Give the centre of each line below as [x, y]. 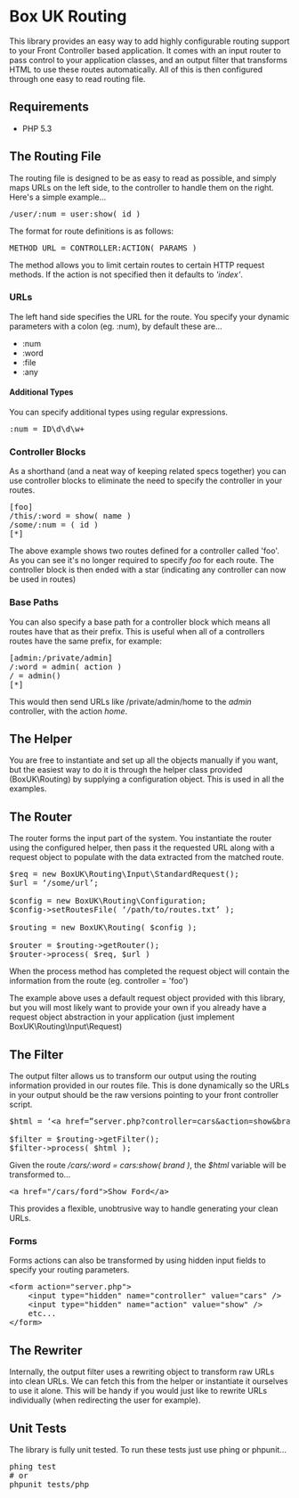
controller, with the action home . [69, 711]
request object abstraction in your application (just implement [122, 1017]
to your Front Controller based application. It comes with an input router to [145, 50]
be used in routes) [43, 579]
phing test [33, 1467]
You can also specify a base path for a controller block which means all [140, 622]
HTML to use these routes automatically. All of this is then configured [136, 70]
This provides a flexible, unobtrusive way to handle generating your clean [144, 1208]
